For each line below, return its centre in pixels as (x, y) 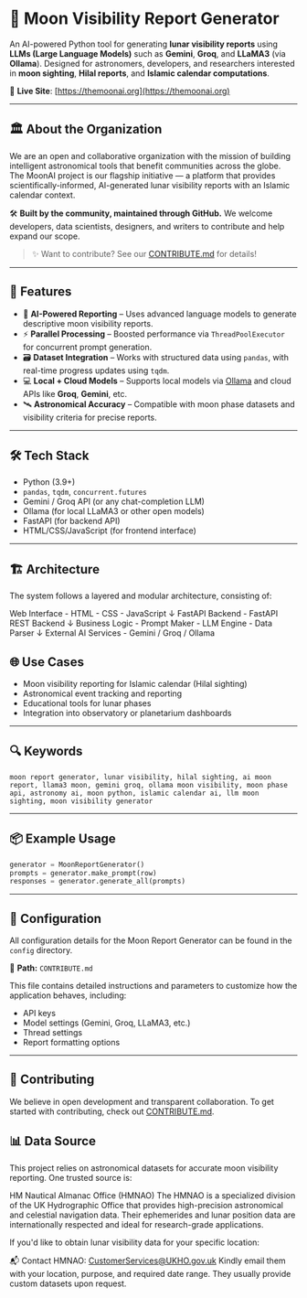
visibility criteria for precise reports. (90, 417)
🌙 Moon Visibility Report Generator (145, 19)
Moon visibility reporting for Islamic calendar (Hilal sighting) (135, 684)
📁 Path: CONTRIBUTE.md (51, 968)
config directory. (41, 950)
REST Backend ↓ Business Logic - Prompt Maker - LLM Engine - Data (141, 623)
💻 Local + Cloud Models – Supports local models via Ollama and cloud (157, 381)
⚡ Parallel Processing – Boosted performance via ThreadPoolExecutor (153, 334)
